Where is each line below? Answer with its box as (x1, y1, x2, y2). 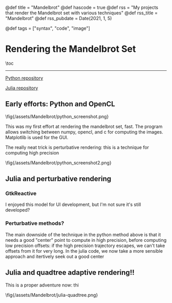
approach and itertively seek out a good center (5, 253, 104, 259)
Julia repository (5, 85, 38, 91)
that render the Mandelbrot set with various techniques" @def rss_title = (5, 10, 158, 16)
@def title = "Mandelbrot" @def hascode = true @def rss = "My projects (5, 5, 159, 10)
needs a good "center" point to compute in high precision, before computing (5, 237, 167, 243)
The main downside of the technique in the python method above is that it (5, 231, 161, 238)
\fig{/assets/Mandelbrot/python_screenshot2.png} (5, 159, 112, 166)
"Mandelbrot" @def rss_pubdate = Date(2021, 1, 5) (5, 15, 112, 21)
